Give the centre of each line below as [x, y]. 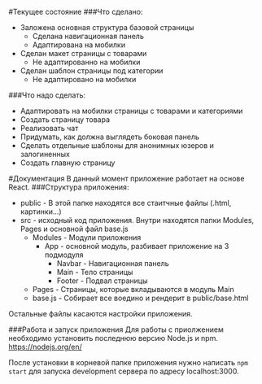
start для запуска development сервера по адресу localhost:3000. [124, 371]
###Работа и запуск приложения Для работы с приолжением [116, 329]
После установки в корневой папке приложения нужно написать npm [128, 362]
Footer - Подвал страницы [102, 281]
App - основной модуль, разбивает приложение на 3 [137, 246]
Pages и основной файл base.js [74, 229]
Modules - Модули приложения [87, 238]
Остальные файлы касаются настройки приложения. [100, 314]
